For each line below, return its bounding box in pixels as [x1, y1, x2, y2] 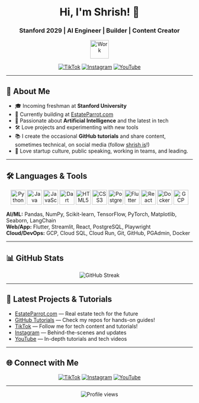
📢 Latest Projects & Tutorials [6, 294, 113, 304]
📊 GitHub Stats [6, 253, 64, 263]
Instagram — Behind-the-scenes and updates [14, 328, 127, 336]
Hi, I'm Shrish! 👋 [59, 5, 140, 19]
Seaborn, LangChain [6, 217, 56, 224]
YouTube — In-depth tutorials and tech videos [14, 335, 127, 342]
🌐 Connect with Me [6, 358, 79, 368]
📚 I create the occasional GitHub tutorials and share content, [14, 133, 166, 140]
